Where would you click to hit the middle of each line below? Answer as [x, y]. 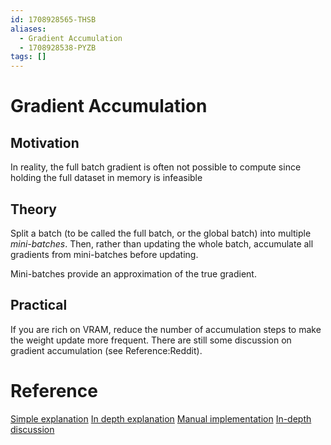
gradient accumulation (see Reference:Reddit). [106, 350]
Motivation [45, 142]
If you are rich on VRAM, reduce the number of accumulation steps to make [166, 329]
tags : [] [28, 57]
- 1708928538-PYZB [58, 47]
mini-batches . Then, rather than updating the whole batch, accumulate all [162, 243]
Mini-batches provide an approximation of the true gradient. [133, 273]
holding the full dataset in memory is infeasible [106, 178]
